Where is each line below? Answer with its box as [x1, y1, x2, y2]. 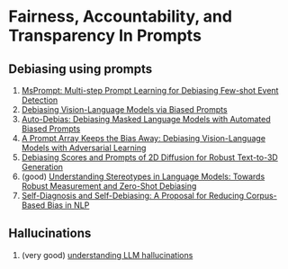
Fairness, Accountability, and [8, 6, 233, 27]
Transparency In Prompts [8, 25, 202, 46]
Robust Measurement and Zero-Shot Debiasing [21, 181, 197, 191]
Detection [21, 94, 58, 105]
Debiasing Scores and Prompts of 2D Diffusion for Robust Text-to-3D [21, 152, 278, 163]
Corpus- [246, 191, 278, 201]
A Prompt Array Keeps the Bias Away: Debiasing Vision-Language [21, 133, 266, 143]
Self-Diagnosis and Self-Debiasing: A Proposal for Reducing [21, 191, 245, 201]
